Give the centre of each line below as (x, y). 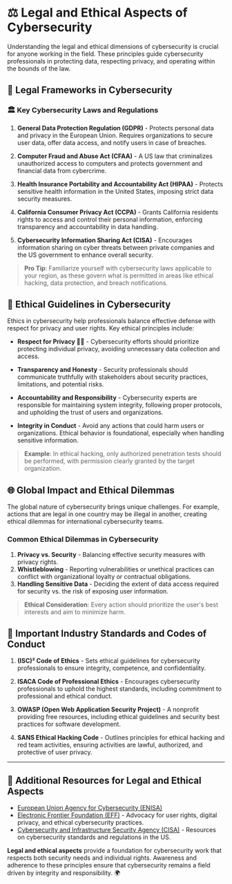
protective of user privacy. (55, 752)
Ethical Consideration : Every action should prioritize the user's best (121, 605)
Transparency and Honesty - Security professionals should (103, 370)
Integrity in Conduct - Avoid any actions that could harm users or (110, 426)
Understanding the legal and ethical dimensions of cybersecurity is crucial (113, 46)
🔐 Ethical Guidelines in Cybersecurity (89, 305)
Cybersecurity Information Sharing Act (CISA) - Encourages (105, 240)
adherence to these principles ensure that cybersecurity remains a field (109, 865)
